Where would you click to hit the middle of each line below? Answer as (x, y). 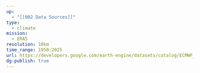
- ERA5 (20, 39)
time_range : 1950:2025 (34, 50)
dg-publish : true (28, 61)
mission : (17, 34)
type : (13, 22)
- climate (24, 28)
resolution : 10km (28, 45)
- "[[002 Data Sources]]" (44, 17)
